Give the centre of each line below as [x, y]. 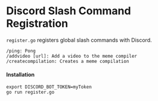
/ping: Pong [21, 51]
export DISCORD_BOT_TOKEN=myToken [49, 87]
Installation [20, 74]
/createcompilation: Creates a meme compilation [68, 61]
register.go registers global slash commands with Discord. [79, 40]
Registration [37, 23]
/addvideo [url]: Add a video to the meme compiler [72, 56]
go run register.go [30, 92]
